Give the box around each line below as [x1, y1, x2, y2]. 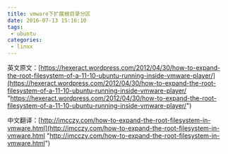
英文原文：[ [7, 64, 41, 71]
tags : [7, 23, 23, 30]
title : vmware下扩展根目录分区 [7, 10, 91, 18]
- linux [10, 43, 33, 50]
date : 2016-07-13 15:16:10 [7, 17, 87, 24]
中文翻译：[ [7, 116, 41, 124]
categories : [7, 37, 42, 44]
